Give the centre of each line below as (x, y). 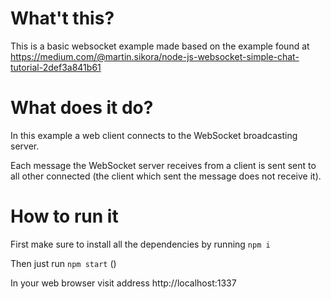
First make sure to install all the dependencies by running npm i (140, 244)
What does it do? (82, 108)
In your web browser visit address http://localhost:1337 (123, 283)
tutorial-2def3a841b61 (56, 67)
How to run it (64, 216)
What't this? (62, 18)
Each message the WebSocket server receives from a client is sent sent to (163, 165)
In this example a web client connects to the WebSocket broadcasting (154, 135)
